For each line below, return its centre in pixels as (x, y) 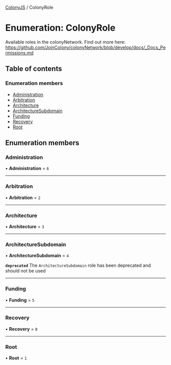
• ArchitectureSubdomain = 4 (37, 256)
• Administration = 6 (27, 169)
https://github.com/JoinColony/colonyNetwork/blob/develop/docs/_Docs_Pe (85, 47)
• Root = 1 (16, 358)
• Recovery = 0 (21, 329)
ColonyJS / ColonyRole (29, 7)
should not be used (25, 271)
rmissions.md (20, 52)
